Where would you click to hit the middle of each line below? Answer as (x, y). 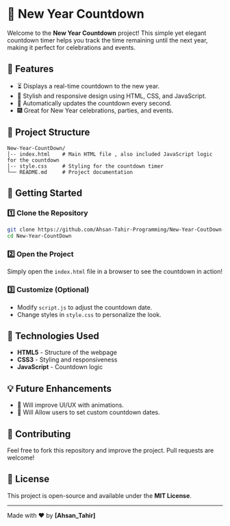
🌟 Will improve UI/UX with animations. (71, 405)
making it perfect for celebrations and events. (71, 47)
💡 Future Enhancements (59, 389)
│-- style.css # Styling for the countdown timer (86, 166)
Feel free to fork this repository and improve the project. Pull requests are (111, 451)
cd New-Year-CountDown (39, 236)
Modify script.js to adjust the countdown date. (85, 307)
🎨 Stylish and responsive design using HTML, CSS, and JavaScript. (112, 96)
